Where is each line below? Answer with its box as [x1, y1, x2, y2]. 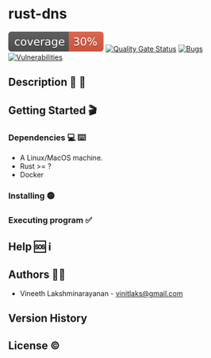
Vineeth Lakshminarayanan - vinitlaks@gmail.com [19, 289, 183, 298]
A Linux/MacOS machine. [19, 153, 103, 163]
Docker [19, 170, 44, 180]
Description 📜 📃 [8, 76, 86, 89]
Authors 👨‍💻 [8, 267, 66, 281]
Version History [8, 312, 87, 325]
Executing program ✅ [8, 214, 93, 225]
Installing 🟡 [8, 190, 56, 201]
